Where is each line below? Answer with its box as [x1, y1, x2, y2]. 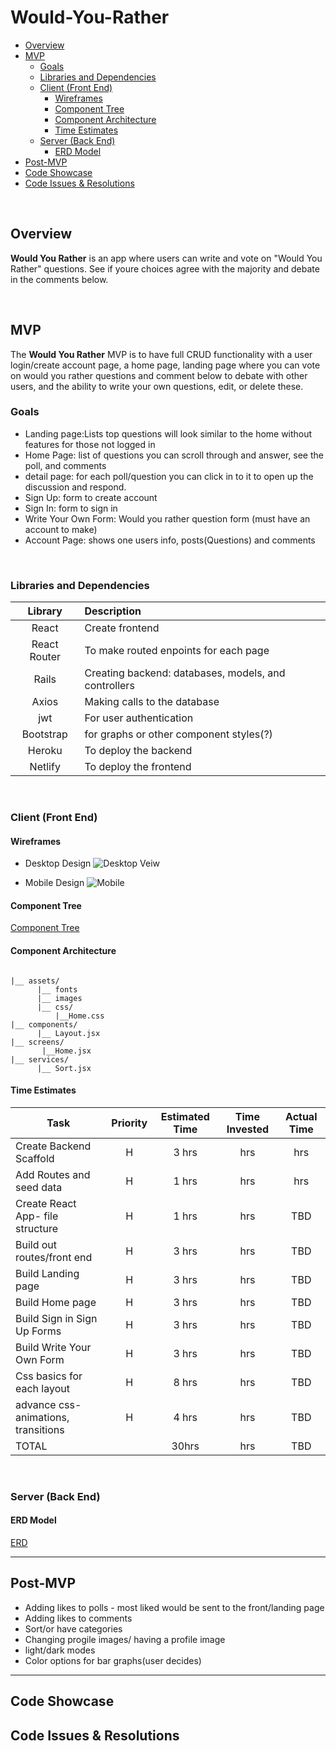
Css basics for [15, 1369, 83, 1383]
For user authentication [84, 711, 194, 725]
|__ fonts [36, 984, 78, 995]
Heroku [27, 744, 63, 758]
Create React [15, 1196, 77, 1210]
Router [29, 650, 62, 664]
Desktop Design [24, 857, 92, 870]
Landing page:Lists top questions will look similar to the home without [24, 427, 313, 440]
